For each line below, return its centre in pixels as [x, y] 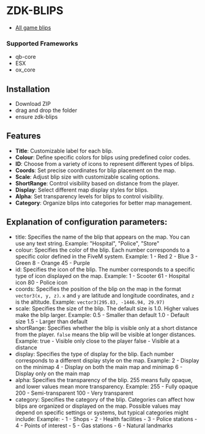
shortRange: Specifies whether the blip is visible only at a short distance [106, 327]
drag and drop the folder [46, 110]
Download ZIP [33, 104]
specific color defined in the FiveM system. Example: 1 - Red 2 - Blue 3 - [106, 256]
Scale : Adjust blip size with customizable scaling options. [88, 177]
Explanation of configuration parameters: [87, 222]
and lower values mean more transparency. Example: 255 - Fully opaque [106, 386]
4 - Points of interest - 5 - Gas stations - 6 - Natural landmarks [94, 425]
